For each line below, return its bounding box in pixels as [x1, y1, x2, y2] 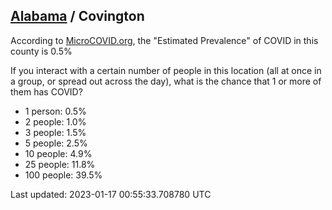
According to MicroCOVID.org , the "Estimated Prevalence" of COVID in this [10, 34, 319, 46]
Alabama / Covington [10, 8, 145, 25]
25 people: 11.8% [24, 158, 96, 170]
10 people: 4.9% [24, 147, 93, 159]
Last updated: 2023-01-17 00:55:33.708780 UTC [10, 188, 212, 200]
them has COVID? [10, 85, 83, 98]
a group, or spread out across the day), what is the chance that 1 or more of [10, 75, 322, 87]
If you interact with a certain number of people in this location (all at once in [10, 64, 322, 76]
